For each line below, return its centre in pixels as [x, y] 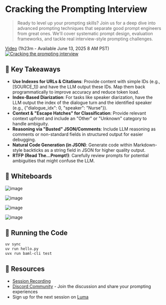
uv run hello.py [22, 249]
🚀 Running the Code [36, 233]
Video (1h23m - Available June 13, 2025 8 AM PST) [57, 48]
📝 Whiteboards [28, 176]
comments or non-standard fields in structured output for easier [78, 134]
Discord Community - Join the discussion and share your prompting [82, 286]
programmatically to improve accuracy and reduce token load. [76, 92]
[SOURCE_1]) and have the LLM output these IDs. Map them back [79, 87]
